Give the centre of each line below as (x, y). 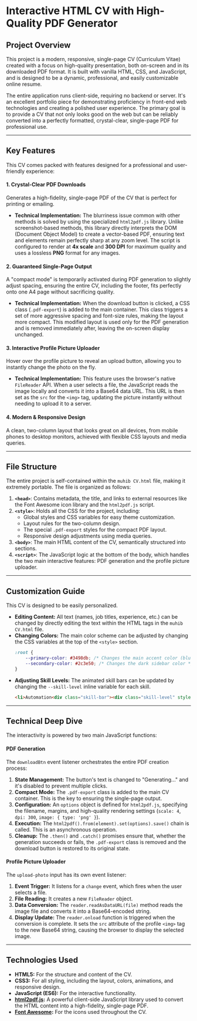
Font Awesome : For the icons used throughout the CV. (81, 1012)
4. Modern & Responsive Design (46, 417)
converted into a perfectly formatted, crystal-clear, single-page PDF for (92, 121)
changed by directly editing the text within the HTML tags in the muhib (99, 623)
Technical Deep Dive (45, 721)
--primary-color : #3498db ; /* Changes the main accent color (101, 658)
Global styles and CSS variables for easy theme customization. (99, 517)
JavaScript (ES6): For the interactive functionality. (75, 993)
